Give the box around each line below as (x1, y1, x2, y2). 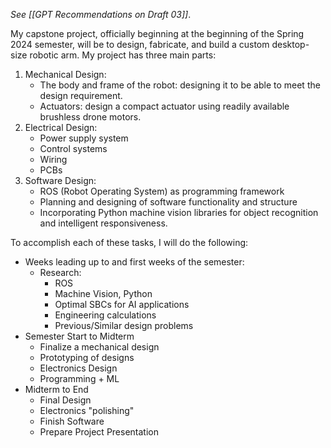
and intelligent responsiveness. (39, 217, 168, 229)
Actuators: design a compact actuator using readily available (39, 100, 290, 112)
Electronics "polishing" (39, 405, 135, 416)
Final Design (39, 394, 92, 406)
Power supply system (39, 132, 129, 144)
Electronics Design (39, 362, 118, 374)
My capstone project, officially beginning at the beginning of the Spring (10, 28, 305, 39)
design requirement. (39, 90, 123, 101)
